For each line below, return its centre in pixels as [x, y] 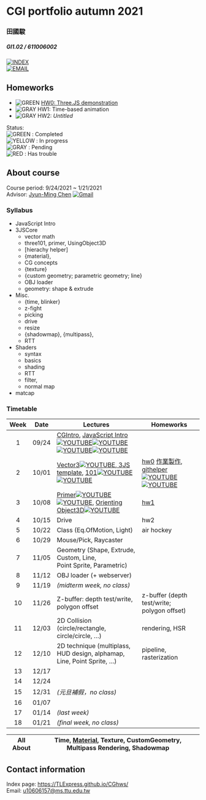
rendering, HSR [164, 628]
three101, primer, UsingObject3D [65, 243]
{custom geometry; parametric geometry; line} [83, 275]
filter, [31, 380]
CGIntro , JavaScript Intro [92, 435]
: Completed [47, 134]
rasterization [160, 658]
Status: [15, 128]
